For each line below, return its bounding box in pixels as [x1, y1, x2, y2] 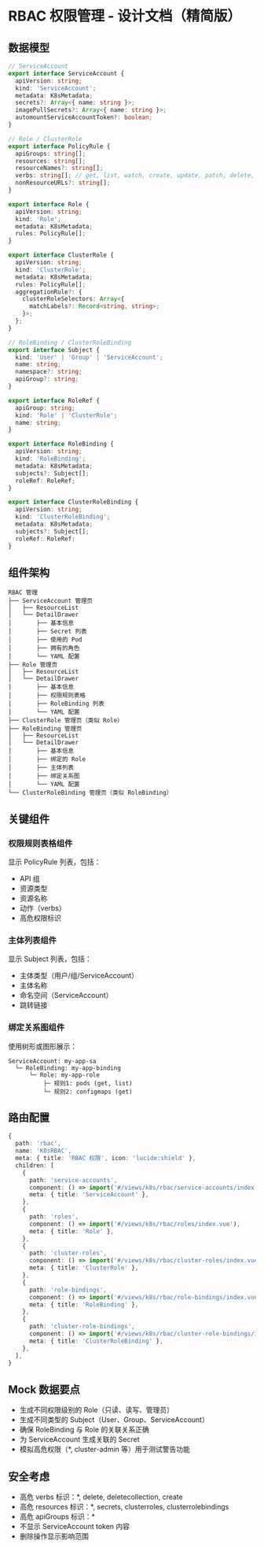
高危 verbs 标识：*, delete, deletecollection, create [19, 1492, 183, 1502]
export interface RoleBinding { [8, 440, 114, 449]
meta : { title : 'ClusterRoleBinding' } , [28, 1337, 163, 1345]
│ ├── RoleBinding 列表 [8, 700, 104, 708]
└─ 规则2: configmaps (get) [42, 1088, 133, 1095]
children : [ [15, 1162, 55, 1169]
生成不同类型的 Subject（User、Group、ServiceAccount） [19, 1415, 210, 1424]
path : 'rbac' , [15, 1140, 61, 1147]
